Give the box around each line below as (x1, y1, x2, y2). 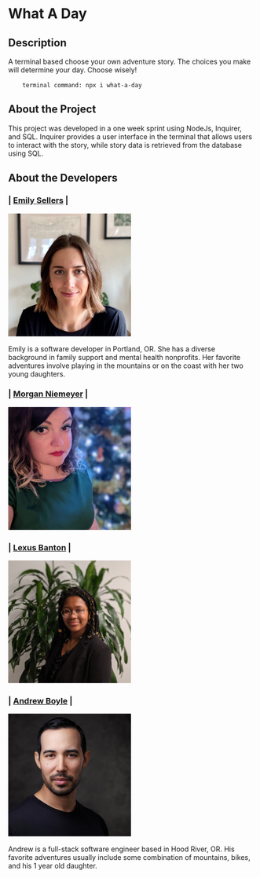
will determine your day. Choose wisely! (8, 65, 137, 75)
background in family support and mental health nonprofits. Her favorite (8, 352, 241, 362)
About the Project (8, 103, 97, 116)
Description (8, 36, 67, 50)
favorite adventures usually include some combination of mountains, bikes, (8, 853, 251, 862)
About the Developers (8, 171, 118, 185)
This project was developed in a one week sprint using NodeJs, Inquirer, (8, 123, 242, 133)
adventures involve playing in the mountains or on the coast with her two (8, 361, 244, 370)
